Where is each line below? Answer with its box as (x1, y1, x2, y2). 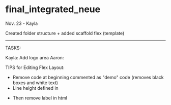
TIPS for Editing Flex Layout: (5, 64, 65, 71)
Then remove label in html (12, 95, 68, 101)
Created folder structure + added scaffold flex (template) (5, 30, 125, 36)
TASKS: (5, 45, 21, 51)
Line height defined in (12, 85, 59, 91)
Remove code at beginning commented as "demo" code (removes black (12, 74, 164, 80)
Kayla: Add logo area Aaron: (5, 54, 64, 60)
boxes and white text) (12, 80, 59, 86)
